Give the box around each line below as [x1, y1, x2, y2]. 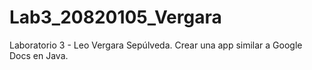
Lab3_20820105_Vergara [9, 6, 222, 29]
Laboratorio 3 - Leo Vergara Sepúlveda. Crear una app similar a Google [9, 39, 303, 51]
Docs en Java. [9, 49, 69, 61]
